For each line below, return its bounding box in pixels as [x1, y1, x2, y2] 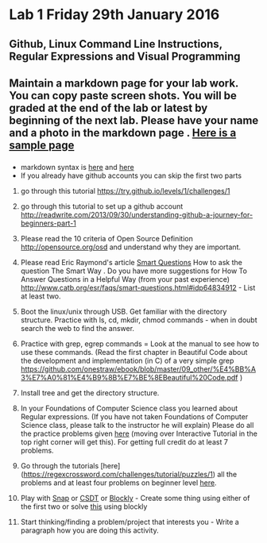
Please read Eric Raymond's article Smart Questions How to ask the [20, 257, 243, 267]
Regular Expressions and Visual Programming [9, 49, 241, 63]
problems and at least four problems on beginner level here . [20, 478, 217, 487]
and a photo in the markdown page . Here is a [9, 125, 237, 140]
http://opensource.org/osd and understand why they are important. [20, 242, 242, 252]
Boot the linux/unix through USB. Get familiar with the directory [20, 306, 227, 316]
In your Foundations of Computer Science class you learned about [20, 403, 238, 413]
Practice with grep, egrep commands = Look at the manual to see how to [20, 339, 260, 349]
